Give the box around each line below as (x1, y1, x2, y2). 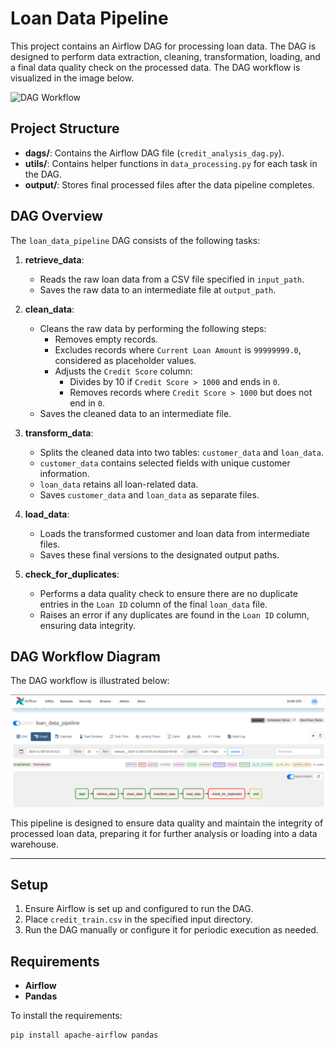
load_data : (24, 508, 70, 520)
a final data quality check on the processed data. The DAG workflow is (10, 61, 301, 73)
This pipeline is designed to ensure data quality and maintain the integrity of (10, 817, 324, 829)
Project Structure (10, 120, 120, 137)
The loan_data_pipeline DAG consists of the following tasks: (10, 234, 261, 246)
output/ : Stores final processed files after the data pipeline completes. (24, 178, 315, 191)
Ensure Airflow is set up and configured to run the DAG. (24, 903, 254, 915)
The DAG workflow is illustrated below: (10, 675, 170, 687)
